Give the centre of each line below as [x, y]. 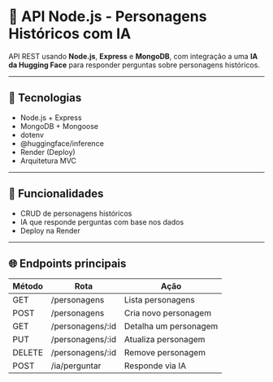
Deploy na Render [50, 230]
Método [28, 286]
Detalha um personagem [171, 326]
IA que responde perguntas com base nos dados [102, 221]
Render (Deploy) [48, 152]
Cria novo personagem [168, 313]
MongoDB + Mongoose [59, 126]
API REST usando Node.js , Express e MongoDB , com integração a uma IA [133, 56]
